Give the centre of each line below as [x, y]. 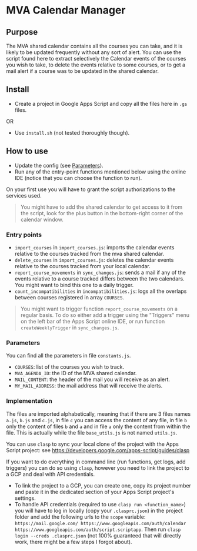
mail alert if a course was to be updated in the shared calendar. [82, 71]
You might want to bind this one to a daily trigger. [74, 285]
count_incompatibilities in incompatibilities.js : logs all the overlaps [101, 291]
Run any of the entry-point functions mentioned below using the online [100, 172]
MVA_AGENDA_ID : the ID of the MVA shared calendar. [76, 373]
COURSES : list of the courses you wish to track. [69, 367]
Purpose [22, 32]
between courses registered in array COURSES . [69, 297]
